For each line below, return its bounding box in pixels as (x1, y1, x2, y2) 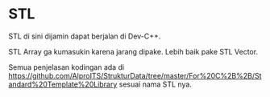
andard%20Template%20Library (8, 79, 118, 89)
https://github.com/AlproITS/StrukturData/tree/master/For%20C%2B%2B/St (8, 71, 262, 80)
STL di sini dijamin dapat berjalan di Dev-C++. (8, 31, 161, 41)
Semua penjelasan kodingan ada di (8, 62, 125, 72)
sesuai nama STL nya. (118, 79, 192, 89)
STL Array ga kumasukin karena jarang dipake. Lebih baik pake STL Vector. (8, 46, 259, 56)
